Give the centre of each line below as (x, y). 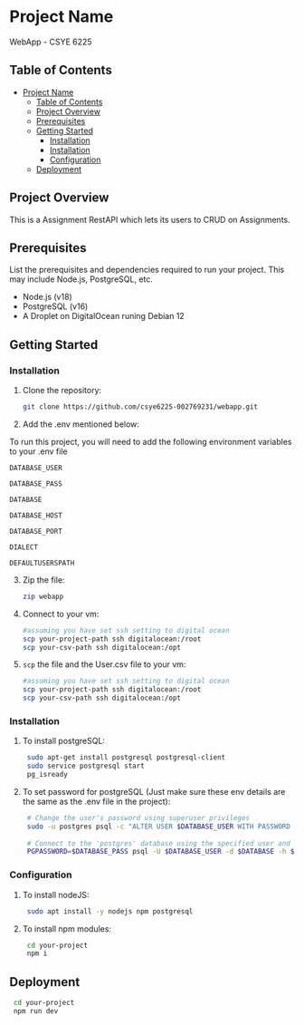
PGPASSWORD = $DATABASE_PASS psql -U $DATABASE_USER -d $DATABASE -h (157, 852)
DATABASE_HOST (36, 515)
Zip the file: (43, 580)
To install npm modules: (66, 928)
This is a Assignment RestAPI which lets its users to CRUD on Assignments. (150, 219)
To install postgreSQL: (64, 741)
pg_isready (47, 775)
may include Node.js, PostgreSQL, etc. (81, 279)
